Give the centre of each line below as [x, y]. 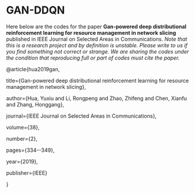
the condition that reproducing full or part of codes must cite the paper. [93, 58]
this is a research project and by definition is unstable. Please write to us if [97, 45]
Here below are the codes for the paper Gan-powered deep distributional [96, 26]
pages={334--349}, [30, 150]
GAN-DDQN [36, 10]
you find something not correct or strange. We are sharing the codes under [97, 51]
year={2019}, [22, 161]
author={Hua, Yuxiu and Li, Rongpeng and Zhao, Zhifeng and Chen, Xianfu [97, 98]
